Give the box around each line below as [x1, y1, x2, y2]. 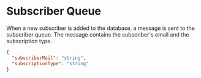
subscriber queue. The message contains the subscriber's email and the [6, 30, 189, 38]
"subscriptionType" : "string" [12, 60, 89, 66]
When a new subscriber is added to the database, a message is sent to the [6, 24, 195, 32]
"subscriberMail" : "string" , [12, 55, 86, 61]
